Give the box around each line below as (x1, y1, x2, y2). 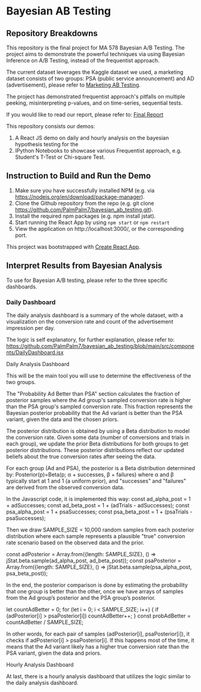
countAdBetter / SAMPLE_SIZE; (6, 618, 84, 626)
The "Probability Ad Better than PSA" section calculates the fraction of (6, 390, 180, 397)
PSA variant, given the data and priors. (6, 649, 102, 657)
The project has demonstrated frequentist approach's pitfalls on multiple (6, 93, 185, 100)
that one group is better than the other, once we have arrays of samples (6, 587, 184, 595)
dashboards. (6, 283, 38, 290)
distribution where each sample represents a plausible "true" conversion (6, 532, 185, 539)
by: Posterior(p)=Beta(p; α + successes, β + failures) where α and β (6, 471, 174, 478)
